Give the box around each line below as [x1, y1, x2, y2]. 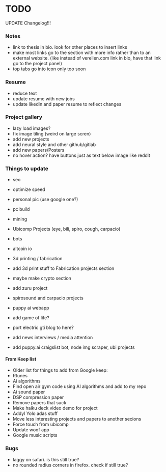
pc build [12, 206, 30, 212]
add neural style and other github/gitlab [12, 141, 96, 148]
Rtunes [12, 373, 28, 379]
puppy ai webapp [12, 305, 49, 311]
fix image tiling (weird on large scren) [12, 130, 91, 136]
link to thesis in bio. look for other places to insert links [12, 44, 127, 50]
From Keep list [5, 356, 37, 362]
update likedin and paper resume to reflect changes [12, 101, 122, 107]
